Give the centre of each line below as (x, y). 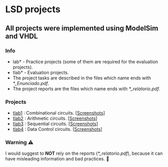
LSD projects (33, 9)
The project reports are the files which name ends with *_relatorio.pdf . (86, 89)
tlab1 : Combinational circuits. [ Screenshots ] (59, 113)
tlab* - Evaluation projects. (41, 72)
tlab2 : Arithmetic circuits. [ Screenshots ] (55, 119)
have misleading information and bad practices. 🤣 (57, 159)
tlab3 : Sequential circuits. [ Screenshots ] (55, 124)
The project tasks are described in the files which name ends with (82, 78)
